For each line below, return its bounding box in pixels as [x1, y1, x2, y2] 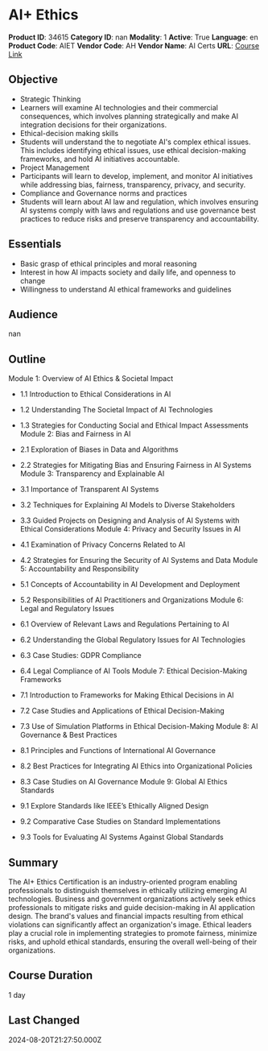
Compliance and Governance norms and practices [19, 188, 188, 198]
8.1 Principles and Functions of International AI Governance [19, 746, 216, 755]
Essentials [8, 238, 62, 251]
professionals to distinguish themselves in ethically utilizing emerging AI [8, 886, 247, 895]
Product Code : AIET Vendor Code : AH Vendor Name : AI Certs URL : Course [8, 40, 260, 50]
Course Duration [8, 969, 93, 983]
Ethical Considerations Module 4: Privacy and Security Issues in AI [19, 524, 241, 534]
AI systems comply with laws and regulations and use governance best [19, 205, 256, 215]
